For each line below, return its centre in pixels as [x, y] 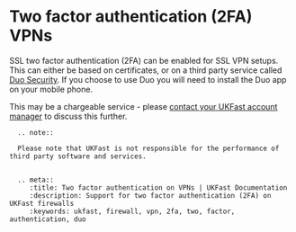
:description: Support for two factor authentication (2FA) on [150, 195]
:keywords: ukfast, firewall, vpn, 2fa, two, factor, [132, 211]
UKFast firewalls [42, 203]
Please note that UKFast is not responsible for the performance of [148, 148]
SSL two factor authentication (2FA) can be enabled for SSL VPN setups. [144, 60]
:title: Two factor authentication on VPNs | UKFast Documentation [158, 187]
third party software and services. [78, 156]
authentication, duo [48, 219]
